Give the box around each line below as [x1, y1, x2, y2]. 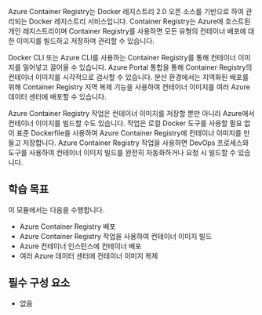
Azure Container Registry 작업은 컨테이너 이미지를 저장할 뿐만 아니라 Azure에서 [8, 109, 255, 118]
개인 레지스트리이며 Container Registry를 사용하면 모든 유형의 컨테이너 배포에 [8, 27, 247, 35]
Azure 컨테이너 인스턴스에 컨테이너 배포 [19, 241, 142, 251]
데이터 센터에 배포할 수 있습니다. [8, 92, 107, 101]
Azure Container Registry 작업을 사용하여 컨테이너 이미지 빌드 [19, 231, 213, 241]
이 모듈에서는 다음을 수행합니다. [8, 205, 105, 214]
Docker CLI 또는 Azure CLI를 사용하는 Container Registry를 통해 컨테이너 [8, 53, 237, 62]
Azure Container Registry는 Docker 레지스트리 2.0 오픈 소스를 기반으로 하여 [8, 7, 245, 16]
